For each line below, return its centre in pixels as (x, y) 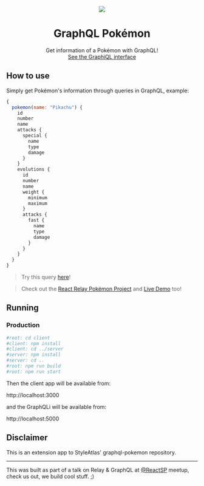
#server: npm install (34, 355)
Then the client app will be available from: (59, 383)
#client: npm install (34, 343)
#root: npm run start (34, 371)
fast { (36, 221)
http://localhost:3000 (33, 395)
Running (23, 308)
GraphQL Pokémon (102, 34)
